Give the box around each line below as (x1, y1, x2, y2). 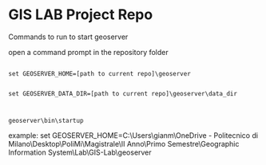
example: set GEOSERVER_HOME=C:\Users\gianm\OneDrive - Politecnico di (8, 130, 258, 140)
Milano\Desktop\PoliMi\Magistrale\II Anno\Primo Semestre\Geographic (8, 139, 240, 148)
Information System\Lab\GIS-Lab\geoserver (8, 147, 152, 157)
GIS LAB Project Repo (8, 6, 153, 24)
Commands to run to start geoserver (8, 32, 129, 41)
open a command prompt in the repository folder (8, 47, 169, 57)
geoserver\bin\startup (8, 116, 84, 124)
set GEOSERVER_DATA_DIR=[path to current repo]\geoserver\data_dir (8, 89, 238, 97)
